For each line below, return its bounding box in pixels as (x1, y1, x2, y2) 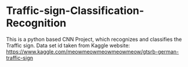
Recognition (6, 16, 66, 30)
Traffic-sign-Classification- (6, 4, 145, 17)
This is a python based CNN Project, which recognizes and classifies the (6, 36, 182, 43)
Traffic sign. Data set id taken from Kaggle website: (6, 42, 130, 49)
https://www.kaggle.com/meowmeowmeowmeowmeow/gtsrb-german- (6, 48, 179, 55)
